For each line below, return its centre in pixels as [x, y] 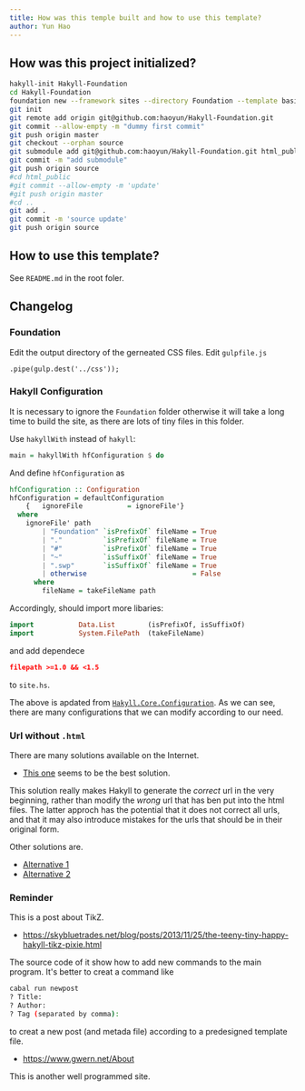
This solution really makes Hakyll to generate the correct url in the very [142, 791]
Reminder [31, 897]
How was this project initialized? [103, 63]
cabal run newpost [44, 989]
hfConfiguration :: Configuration [75, 489]
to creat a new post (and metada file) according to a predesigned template [148, 1031]
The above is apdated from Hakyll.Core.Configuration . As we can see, [143, 702]
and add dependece [47, 650]
